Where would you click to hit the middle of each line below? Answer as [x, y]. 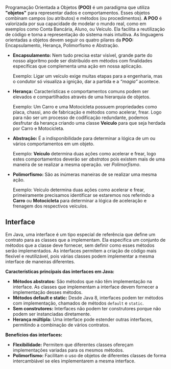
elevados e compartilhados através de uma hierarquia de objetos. [81, 97]
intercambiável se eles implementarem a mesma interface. [74, 361]
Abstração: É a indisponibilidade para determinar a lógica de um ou [84, 138]
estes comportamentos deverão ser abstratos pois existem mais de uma [89, 159]
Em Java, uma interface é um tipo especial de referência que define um [80, 234]
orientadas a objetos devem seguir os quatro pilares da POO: [69, 40]
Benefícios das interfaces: [34, 335]
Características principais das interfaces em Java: [60, 271]
